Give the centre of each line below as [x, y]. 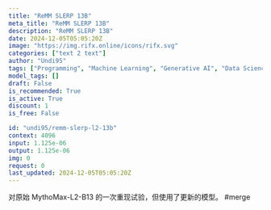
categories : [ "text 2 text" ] [57, 53]
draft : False [30, 83]
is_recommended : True [45, 91]
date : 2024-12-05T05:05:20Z [56, 38]
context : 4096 [32, 136]
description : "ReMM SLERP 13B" [61, 31]
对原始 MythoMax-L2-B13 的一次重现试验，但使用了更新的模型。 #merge [129, 197]
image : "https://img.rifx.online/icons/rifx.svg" [94, 46]
